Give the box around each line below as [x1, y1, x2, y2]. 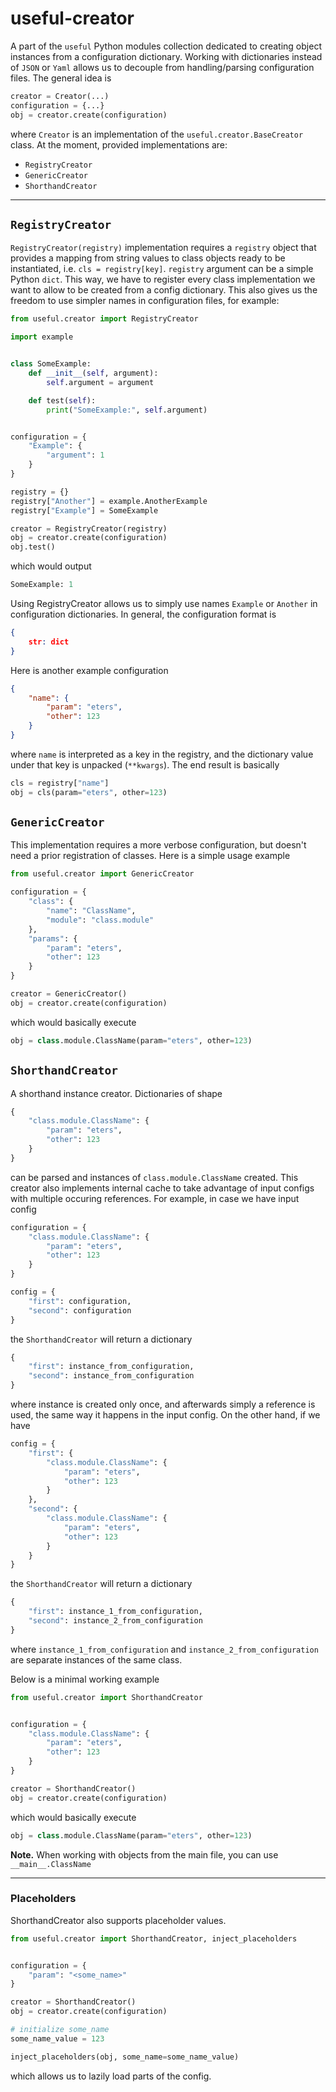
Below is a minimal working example [10, 1673, 160, 1685]
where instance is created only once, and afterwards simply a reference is [10, 1398, 316, 1410]
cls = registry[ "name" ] [10, 778, 110, 788]
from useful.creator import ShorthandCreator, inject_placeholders [10, 1933, 298, 1944]
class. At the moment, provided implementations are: [10, 138, 228, 151]
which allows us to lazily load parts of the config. [10, 2070, 212, 2082]
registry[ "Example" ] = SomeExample [10, 505, 159, 516]
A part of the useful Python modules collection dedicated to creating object [10, 40, 322, 52]
